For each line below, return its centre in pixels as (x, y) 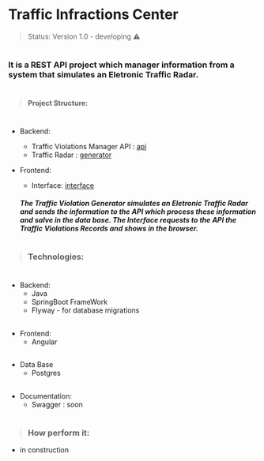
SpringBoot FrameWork (70, 302)
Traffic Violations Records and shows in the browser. (109, 229)
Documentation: (46, 395)
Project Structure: (58, 103)
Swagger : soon (57, 404)
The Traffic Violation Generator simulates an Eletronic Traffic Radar (134, 204)
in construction (44, 450)
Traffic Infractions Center (94, 15)
